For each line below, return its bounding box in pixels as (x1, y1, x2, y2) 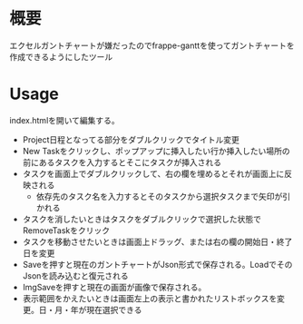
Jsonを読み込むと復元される (22, 270, 129, 281)
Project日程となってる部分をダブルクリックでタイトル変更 (22, 133, 240, 145)
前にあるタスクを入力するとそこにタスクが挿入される (22, 156, 222, 168)
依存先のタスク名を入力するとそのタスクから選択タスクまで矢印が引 (35, 191, 291, 201)
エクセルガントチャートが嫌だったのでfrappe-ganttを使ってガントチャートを (9, 40, 295, 51)
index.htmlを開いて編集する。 (9, 114, 120, 125)
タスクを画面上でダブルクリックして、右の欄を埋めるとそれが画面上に (22, 168, 285, 179)
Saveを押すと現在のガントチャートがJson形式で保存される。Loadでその (22, 259, 293, 270)
